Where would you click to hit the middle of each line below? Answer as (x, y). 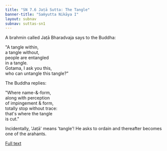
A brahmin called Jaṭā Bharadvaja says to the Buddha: (60, 38)
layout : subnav (21, 19)
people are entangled (27, 58)
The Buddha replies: (26, 83)
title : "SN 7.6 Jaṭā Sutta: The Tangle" (48, 10)
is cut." (12, 119)
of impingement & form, (29, 103)
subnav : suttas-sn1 (25, 24)
